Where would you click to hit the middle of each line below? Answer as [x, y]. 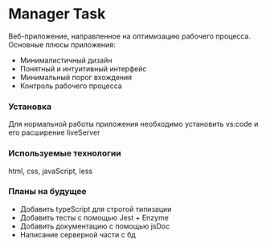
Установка [30, 107]
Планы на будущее [47, 192]
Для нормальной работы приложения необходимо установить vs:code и [133, 124]
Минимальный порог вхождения [76, 77]
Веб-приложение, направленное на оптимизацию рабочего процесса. [130, 36]
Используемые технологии [65, 153]
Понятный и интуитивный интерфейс [83, 68]
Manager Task [57, 14]
